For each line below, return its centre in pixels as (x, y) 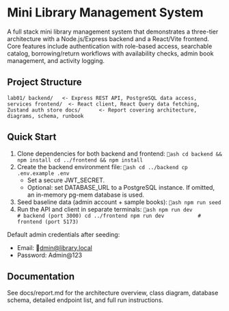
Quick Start (32, 137)
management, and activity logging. (56, 60)
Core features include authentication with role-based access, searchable (110, 46)
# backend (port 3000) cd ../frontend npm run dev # (109, 216)
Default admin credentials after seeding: (64, 234)
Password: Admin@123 (50, 255)
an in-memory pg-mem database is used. (86, 195)
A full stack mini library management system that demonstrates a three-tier (113, 32)
